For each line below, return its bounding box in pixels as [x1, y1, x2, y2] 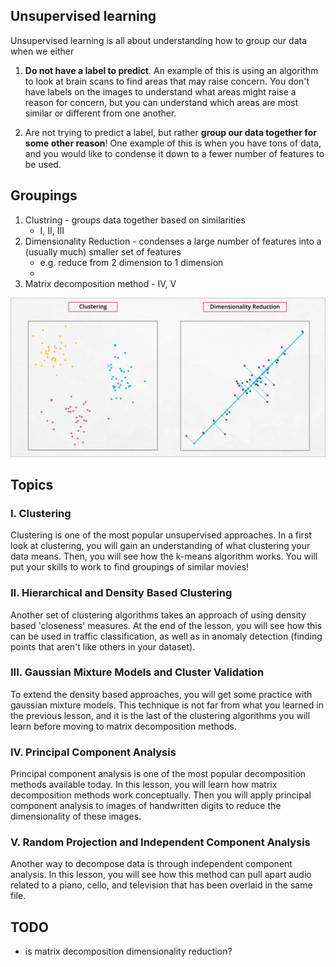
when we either [10, 45, 75, 57]
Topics [10, 476, 54, 493]
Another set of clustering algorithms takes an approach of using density [10, 609, 307, 621]
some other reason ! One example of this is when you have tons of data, [24, 137, 322, 149]
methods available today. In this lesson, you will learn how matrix [10, 779, 278, 791]
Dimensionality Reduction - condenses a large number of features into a [24, 235, 322, 247]
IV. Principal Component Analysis [10, 745, 177, 759]
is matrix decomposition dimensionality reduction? [24, 945, 233, 958]
